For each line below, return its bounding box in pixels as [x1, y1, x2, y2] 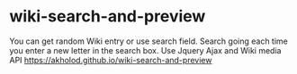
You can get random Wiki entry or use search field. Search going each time [9, 36, 288, 46]
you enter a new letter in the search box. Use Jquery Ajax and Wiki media [9, 45, 282, 55]
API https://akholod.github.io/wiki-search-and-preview [9, 54, 212, 65]
